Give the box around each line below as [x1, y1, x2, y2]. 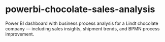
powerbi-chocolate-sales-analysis [5, 4, 155, 15]
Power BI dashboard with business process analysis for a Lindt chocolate [5, 20, 158, 26]
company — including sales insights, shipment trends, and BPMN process [5, 25, 160, 31]
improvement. [5, 31, 35, 37]
